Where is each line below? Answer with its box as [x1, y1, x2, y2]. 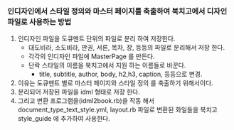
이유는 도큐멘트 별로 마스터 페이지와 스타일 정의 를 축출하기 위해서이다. [17, 79, 213, 87]
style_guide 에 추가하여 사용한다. [17, 114, 110, 123]
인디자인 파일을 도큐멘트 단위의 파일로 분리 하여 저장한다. [17, 34, 176, 43]
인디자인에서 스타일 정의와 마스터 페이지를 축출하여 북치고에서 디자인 [7, 6, 228, 16]
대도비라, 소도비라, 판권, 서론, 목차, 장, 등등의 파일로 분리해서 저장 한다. [28, 43, 225, 52]
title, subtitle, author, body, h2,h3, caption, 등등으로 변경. [38, 70, 203, 79]
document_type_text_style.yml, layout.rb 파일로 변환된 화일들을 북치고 [17, 105, 218, 114]
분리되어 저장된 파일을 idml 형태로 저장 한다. [17, 87, 141, 97]
